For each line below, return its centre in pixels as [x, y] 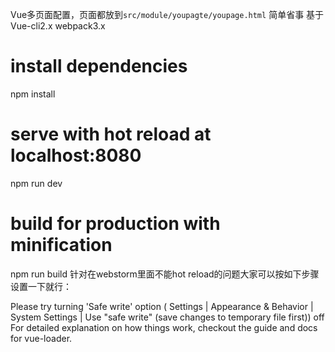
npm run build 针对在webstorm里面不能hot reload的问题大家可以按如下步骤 [165, 274]
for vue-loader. [41, 338]
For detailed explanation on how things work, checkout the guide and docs [164, 327]
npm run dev [36, 183]
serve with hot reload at [111, 134]
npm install [33, 94]
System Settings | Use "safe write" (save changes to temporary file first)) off [167, 317]
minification [61, 245]
